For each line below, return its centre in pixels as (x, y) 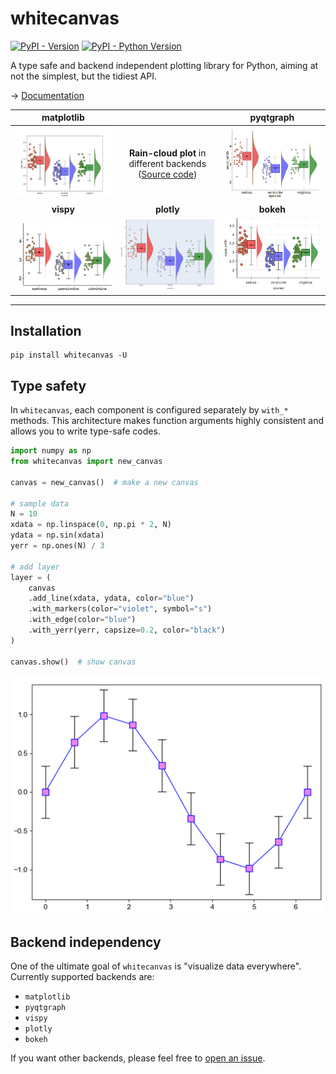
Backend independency (86, 942)
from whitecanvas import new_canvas (86, 462)
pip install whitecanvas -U (69, 355)
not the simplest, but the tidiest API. (83, 76)
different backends (167, 164)
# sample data (40, 503)
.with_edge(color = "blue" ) (82, 620)
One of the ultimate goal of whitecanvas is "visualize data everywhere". (156, 966)
